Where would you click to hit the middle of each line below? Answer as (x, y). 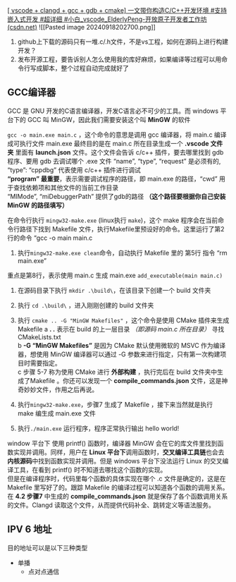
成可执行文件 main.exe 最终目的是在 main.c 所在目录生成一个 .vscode (108, 143)
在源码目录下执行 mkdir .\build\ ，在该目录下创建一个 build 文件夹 (114, 290)
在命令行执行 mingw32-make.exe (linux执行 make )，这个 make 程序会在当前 (113, 220)
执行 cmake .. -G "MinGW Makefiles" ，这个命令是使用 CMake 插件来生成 (123, 320)
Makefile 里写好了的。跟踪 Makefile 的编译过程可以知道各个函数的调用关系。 (118, 487)
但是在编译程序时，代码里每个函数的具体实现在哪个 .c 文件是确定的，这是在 (117, 478)
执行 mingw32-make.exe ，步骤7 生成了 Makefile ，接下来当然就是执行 (115, 404)
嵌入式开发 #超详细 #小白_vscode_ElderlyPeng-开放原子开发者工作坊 (107, 19)
